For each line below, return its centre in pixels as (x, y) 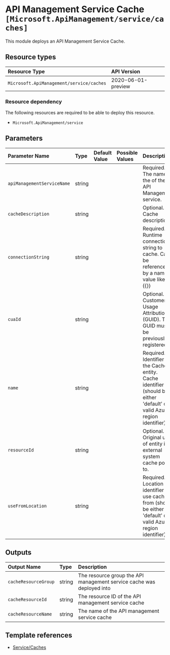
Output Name (24, 567)
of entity (153, 444)
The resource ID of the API (110, 596)
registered (155, 345)
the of (150, 180)
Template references (39, 635)
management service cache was (117, 581)
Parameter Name (29, 156)
